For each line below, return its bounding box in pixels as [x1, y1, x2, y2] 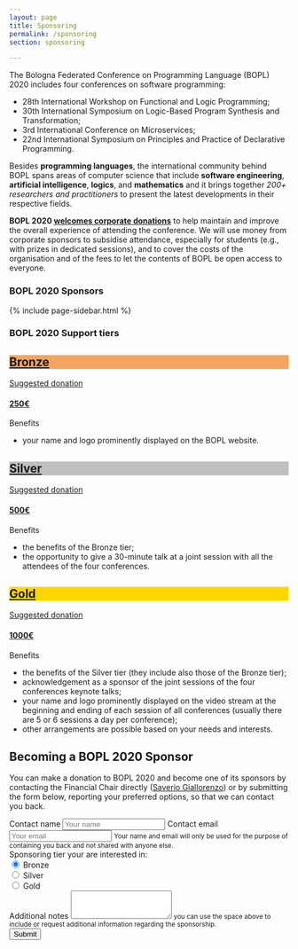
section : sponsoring [9, 37, 86, 47]
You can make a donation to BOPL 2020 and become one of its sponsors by [9, 773, 286, 783]
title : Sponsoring [9, 21, 77, 30]
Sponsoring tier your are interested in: [9, 849, 148, 860]
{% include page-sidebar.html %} [9, 305, 132, 316]
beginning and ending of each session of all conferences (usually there [21, 704, 282, 715]
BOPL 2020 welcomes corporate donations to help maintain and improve [9, 216, 279, 226]
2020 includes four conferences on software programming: [9, 79, 226, 90]
